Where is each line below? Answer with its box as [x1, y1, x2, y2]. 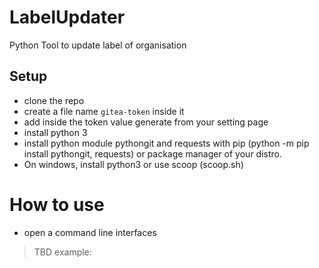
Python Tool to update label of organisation [9, 39, 187, 51]
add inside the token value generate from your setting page [23, 116, 269, 128]
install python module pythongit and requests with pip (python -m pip [23, 137, 310, 149]
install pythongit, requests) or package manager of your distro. [23, 147, 282, 160]
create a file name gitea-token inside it [23, 105, 185, 117]
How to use [9, 193, 105, 216]
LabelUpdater [9, 6, 126, 29]
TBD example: [33, 246, 92, 258]
